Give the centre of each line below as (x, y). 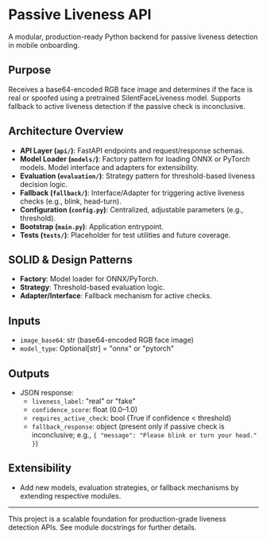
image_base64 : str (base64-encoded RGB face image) (107, 340)
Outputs (29, 373)
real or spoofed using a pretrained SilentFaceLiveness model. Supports (124, 98)
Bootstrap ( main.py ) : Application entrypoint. (92, 226)
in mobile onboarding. (44, 45)
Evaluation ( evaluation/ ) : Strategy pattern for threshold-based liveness (137, 176)
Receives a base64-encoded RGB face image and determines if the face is (130, 89)
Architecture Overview (66, 132)
